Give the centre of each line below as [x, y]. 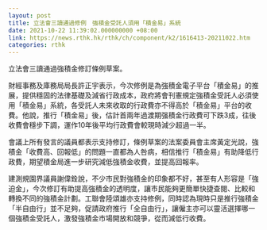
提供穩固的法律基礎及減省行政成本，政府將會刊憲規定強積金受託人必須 [137, 95]
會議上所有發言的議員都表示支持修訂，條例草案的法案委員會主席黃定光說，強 [133, 142]
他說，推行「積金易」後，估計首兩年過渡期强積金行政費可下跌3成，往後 [139, 115]
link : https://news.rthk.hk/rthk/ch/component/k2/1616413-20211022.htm [129, 38]
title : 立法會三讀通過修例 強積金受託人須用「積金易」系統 [95, 23]
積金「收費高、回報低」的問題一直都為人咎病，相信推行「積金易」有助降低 [130, 152]
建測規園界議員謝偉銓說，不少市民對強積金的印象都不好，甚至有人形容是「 [130, 178]
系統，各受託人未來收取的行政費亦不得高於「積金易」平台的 [147, 105]
